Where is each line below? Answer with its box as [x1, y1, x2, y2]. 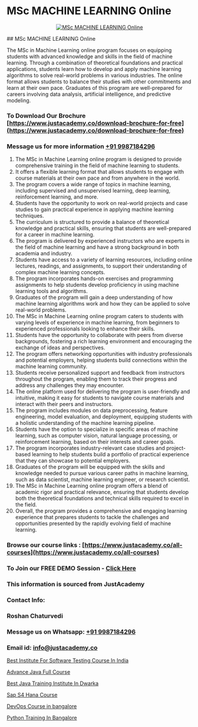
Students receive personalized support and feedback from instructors [15, 369, 185, 377]
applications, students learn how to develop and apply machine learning [6, 65, 181, 72]
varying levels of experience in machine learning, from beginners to [15, 319, 180, 326]
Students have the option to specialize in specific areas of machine [15, 426, 179, 433]
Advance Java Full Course [6, 668, 71, 675]
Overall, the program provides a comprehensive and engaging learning [15, 507, 187, 515]
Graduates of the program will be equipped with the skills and [15, 463, 165, 470]
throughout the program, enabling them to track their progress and [15, 375, 177, 382]
